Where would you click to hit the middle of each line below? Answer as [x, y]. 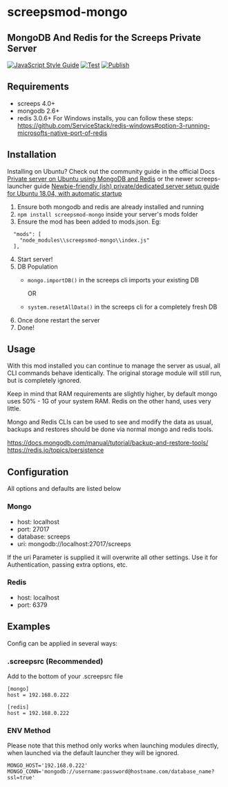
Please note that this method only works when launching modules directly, [113, 745]
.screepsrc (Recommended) [55, 661]
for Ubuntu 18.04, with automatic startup [65, 193]
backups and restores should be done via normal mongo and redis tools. [110, 429]
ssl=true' [21, 778]
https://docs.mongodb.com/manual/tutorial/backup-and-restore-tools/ [108, 443]
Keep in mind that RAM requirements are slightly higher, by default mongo [112, 394]
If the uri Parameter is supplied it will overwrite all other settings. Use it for [113, 557]
